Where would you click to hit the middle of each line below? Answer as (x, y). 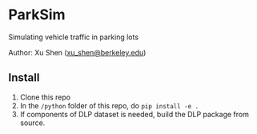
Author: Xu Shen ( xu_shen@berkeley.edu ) (77, 52)
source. (32, 123)
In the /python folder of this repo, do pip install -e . (109, 105)
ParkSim (37, 15)
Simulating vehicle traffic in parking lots (73, 37)
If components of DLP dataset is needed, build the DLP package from (135, 114)
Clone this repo (45, 97)
